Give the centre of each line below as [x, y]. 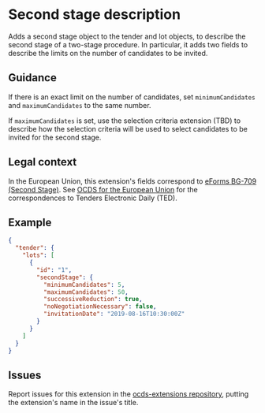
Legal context [43, 162]
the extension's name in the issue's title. [73, 403]
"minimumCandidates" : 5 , [84, 285]
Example [30, 222]
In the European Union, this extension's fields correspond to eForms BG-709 [132, 181]
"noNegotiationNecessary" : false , [100, 307]
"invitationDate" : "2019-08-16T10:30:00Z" [114, 314]
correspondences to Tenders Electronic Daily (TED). [93, 198]
